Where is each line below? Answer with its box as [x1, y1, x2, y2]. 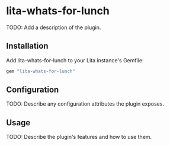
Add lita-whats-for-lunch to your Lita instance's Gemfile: [6, 56, 144, 64]
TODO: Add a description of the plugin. [6, 24, 101, 31]
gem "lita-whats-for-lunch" [6, 68, 76, 74]
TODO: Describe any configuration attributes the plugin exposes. [6, 100, 165, 107]
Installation [6, 41, 49, 51]
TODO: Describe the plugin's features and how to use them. [6, 134, 152, 141]
